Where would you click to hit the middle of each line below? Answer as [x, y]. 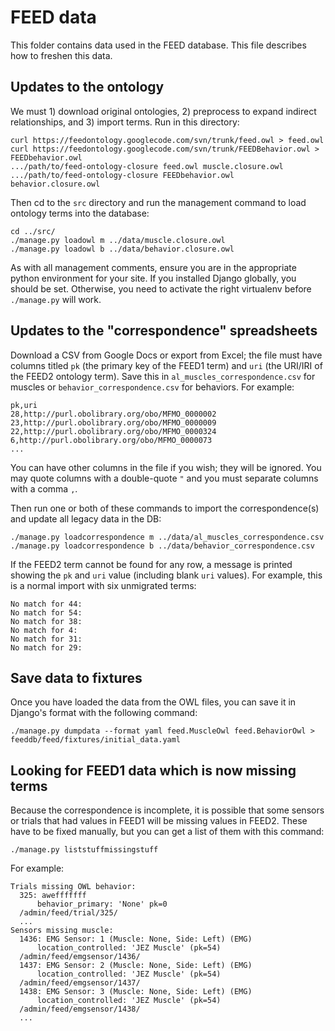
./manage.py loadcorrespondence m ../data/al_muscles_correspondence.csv [167, 537]
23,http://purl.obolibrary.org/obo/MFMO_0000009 [113, 422]
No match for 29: [46, 647]
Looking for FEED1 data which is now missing [153, 770]
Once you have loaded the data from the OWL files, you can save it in [153, 702]
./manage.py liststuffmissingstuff [84, 850]
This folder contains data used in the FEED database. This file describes [158, 45]
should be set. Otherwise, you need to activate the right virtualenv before [161, 288]
